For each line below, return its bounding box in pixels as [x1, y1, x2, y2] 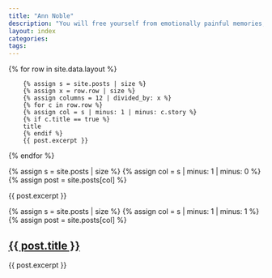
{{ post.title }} [8, 238, 81, 252]
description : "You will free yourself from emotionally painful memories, [8, 19, 266, 28]
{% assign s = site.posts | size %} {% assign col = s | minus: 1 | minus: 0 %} [8, 167, 261, 177]
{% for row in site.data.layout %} [8, 64, 117, 74]
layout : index [8, 27, 57, 35]
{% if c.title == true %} [23, 115, 111, 124]
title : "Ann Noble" [8, 11, 74, 20]
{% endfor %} [8, 151, 55, 160]
